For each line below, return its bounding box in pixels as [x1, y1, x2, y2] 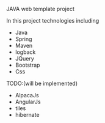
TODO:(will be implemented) [6, 80, 78, 87]
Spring [15, 35, 32, 42]
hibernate [15, 111, 40, 118]
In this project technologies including [6, 17, 100, 24]
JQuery [15, 55, 35, 62]
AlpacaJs [15, 92, 39, 99]
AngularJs [15, 98, 41, 105]
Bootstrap [15, 61, 40, 69]
